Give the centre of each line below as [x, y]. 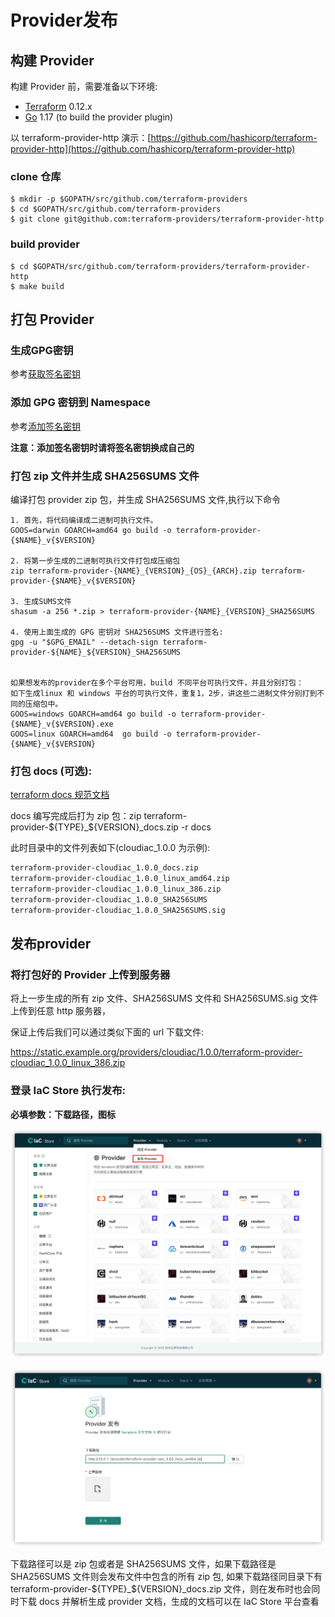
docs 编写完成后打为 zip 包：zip [76, 816]
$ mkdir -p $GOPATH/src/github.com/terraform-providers [129, 199]
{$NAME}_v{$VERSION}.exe [62, 724]
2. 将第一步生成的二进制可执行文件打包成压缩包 [95, 561]
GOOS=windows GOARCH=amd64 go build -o [93, 714]
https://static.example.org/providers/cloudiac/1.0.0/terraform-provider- [156, 1052]
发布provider [51, 943]
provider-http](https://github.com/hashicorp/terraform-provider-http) [153, 149]
